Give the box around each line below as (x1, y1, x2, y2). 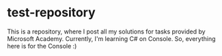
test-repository (7, 5, 96, 20)
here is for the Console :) (7, 42, 77, 50)
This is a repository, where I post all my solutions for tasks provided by (7, 27, 206, 36)
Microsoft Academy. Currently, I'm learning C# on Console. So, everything (7, 34, 217, 42)
